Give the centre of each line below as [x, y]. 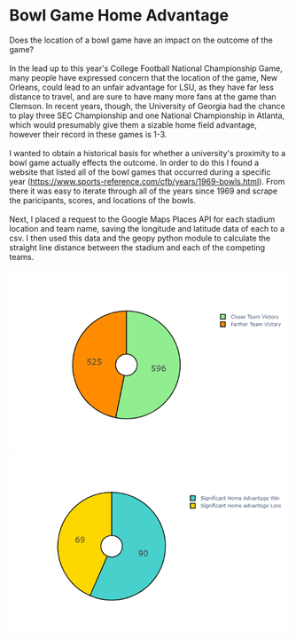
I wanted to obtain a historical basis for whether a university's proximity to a [148, 153]
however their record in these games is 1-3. [88, 134]
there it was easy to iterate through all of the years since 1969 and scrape [144, 191]
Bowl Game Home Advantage [119, 16]
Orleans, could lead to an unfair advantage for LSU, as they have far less [142, 87]
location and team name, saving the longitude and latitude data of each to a [147, 228]
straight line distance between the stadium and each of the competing [137, 247]
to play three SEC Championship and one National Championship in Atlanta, [147, 115]
